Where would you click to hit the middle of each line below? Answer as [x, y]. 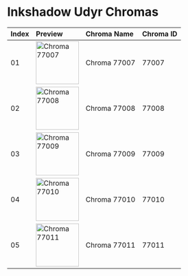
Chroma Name [109, 34]
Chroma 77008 [110, 108]
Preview [49, 34]
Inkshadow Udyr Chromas [83, 12]
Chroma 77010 [110, 199]
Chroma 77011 [110, 245]
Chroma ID [160, 34]
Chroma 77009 [110, 153]
